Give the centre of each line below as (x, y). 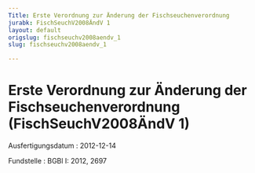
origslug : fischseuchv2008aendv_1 (65, 37)
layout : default (35, 30)
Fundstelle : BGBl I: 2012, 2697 (58, 161)
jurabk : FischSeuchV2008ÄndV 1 (59, 23)
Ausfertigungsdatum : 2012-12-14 (62, 145)
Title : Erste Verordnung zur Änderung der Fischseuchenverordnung (119, 15)
